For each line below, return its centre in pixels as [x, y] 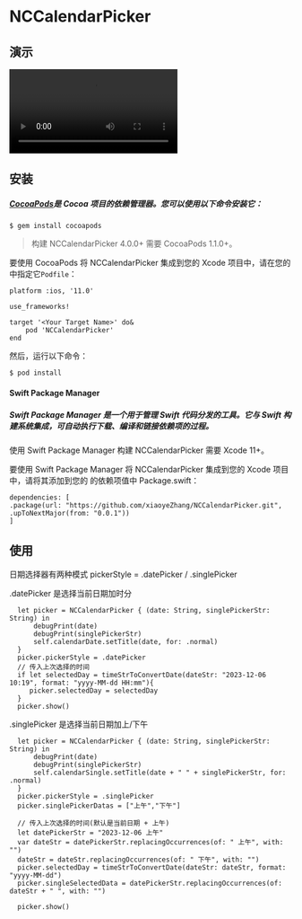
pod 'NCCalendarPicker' [70, 331]
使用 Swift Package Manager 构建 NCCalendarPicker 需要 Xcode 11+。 [139, 450]
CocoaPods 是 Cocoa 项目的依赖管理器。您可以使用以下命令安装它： [136, 203]
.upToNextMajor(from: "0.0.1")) [69, 513]
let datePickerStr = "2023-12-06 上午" [91, 833]
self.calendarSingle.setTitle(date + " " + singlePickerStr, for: [160, 773]
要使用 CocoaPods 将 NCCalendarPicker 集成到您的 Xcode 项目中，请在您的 [150, 263]
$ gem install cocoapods [56, 226]
